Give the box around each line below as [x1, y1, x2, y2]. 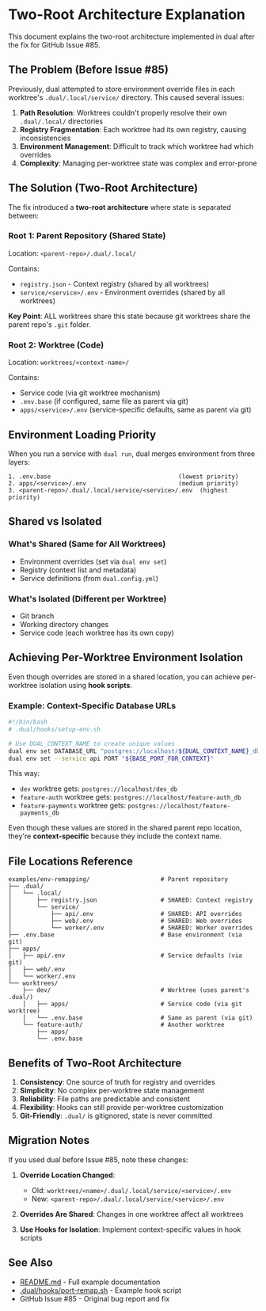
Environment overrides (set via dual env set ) [19, 557, 167, 566]
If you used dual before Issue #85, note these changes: [8, 1154, 188, 1165]
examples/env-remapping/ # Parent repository [8, 876, 228, 883]
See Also [8, 1256, 53, 1270]
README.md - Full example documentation [19, 1277, 161, 1286]
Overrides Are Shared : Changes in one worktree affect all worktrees [19, 1209, 244, 1218]
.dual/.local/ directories [19, 116, 104, 126]
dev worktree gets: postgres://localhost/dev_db [19, 784, 178, 793]
